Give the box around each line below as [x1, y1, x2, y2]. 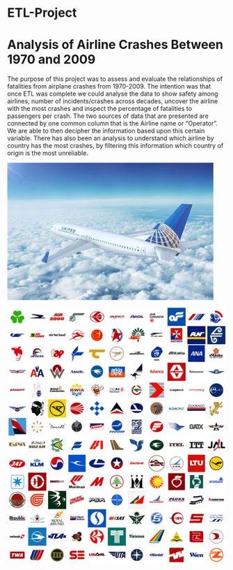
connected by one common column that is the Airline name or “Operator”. [7, 119, 218, 128]
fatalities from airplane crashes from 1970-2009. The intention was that [7, 82, 211, 91]
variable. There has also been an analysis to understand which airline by [7, 134, 214, 142]
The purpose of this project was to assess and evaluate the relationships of [7, 75, 223, 83]
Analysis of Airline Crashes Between [7, 37, 224, 53]
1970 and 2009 [7, 52, 96, 68]
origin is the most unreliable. [7, 149, 89, 158]
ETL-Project [7, 5, 77, 21]
